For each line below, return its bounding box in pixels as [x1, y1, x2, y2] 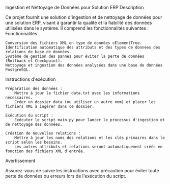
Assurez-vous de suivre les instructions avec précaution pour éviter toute [5, 168, 159, 173]
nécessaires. [5, 95, 33, 100]
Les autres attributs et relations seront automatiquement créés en [14, 144, 163, 149]
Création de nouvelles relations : [5, 131, 81, 136]
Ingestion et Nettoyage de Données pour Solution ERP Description [5, 5, 144, 10]
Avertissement [5, 158, 36, 164]
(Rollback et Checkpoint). [5, 58, 63, 63]
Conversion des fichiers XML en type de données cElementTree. [5, 40, 143, 45]
